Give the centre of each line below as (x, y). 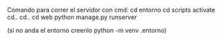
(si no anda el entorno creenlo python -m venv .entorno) (87, 30)
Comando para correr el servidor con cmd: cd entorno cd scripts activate (111, 10)
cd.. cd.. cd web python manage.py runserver (72, 17)
